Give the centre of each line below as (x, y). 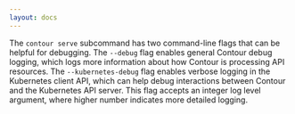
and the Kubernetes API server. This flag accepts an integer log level (135, 90)
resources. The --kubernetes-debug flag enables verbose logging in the (140, 71)
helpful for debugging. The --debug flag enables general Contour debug (141, 52)
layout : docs (33, 17)
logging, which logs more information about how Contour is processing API (147, 61)
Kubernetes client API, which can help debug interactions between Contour (147, 80)
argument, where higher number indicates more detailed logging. (128, 100)
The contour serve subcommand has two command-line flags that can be (145, 43)
